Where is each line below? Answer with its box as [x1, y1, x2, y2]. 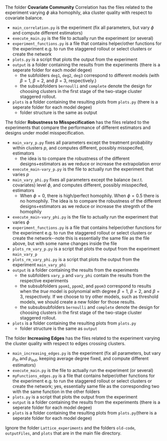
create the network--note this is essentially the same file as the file [12, 235, 150, 241]
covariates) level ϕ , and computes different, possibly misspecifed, [12, 182, 148, 188]
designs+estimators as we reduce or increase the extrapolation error [19, 161, 161, 166]
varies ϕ [12, 219, 30, 225]
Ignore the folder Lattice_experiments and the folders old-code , [5, 424, 136, 430]
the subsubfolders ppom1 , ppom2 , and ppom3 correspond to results [19, 283, 152, 289]
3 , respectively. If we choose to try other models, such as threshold [19, 293, 159, 299]
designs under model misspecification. [5, 130, 85, 135]
